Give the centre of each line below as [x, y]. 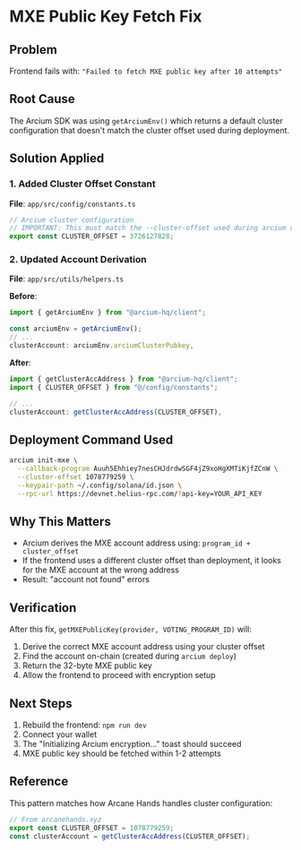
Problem [34, 50]
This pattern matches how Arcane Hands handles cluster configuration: [141, 803]
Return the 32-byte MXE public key [87, 665]
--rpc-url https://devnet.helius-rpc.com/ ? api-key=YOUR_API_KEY [140, 494]
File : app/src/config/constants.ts [73, 203]
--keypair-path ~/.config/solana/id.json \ [99, 485]
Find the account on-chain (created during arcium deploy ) [129, 657]
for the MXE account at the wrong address [101, 570]
